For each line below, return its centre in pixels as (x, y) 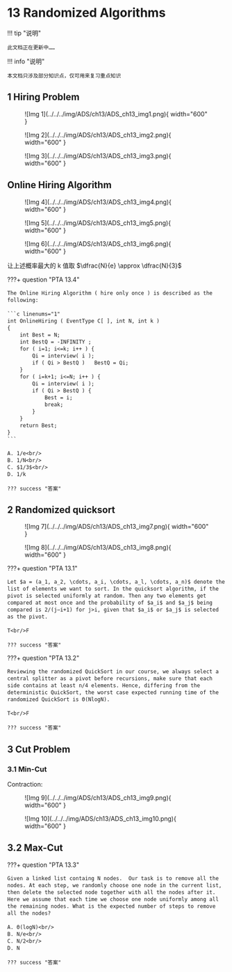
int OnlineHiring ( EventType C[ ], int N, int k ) (83, 321)
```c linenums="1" (34, 314)
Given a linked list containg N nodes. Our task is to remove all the (113, 878)
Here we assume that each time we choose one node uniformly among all (113, 899)
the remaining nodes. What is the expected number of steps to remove (111, 906)
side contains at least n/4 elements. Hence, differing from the (103, 686)
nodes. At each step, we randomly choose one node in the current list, (115, 885)
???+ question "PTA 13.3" (43, 865)
